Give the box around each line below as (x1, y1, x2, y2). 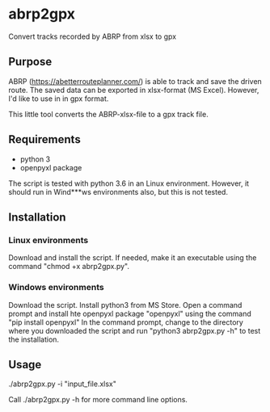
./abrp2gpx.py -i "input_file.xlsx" (8, 379, 117, 389)
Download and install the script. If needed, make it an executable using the (8, 253, 257, 263)
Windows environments (8, 282, 104, 293)
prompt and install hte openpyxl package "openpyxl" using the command (8, 309, 252, 318)
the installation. (8, 334, 59, 344)
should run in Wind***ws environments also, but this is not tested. (8, 187, 229, 196)
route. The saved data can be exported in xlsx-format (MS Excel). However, (8, 85, 259, 95)
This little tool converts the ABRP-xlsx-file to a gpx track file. (8, 109, 209, 119)
